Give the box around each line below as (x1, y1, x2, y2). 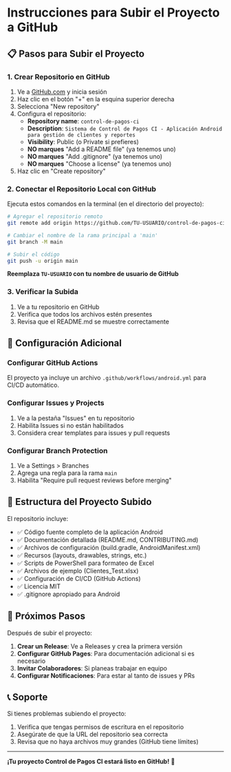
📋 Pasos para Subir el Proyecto (7, 48, 145, 59)
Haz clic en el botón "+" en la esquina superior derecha (16, 95, 175, 103)
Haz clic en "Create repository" (16, 167, 106, 175)
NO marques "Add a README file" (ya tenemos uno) (27, 145, 177, 153)
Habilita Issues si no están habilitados (16, 421, 124, 429)
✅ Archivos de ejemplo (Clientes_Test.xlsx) (16, 566, 139, 575)
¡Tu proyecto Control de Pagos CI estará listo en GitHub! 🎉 (7, 758, 175, 766)
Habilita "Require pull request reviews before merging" (16, 476, 172, 484)
